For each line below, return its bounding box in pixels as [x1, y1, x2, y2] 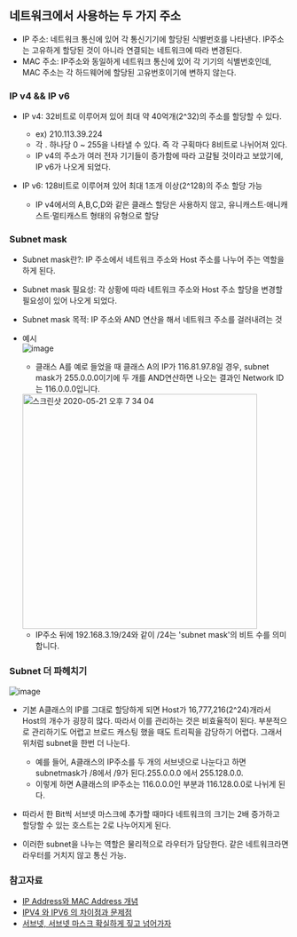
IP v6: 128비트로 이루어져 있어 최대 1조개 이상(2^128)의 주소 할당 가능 [21, 180, 263, 191]
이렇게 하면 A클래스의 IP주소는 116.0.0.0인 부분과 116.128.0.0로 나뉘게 [35, 778, 277, 789]
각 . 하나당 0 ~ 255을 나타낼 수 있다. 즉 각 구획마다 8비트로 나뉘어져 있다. [35, 139, 288, 150]
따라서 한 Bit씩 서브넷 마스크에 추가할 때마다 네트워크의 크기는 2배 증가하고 [21, 808, 281, 819]
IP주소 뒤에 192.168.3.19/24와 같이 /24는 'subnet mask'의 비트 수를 [35, 630, 270, 640]
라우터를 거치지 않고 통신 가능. [21, 849, 127, 860]
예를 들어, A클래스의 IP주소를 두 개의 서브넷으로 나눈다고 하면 [35, 756, 246, 766]
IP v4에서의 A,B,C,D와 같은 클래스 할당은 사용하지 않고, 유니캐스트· [35, 199, 267, 210]
